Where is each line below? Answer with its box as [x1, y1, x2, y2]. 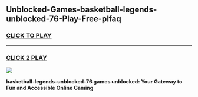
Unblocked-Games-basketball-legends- [6, 5, 157, 15]
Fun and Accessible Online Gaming [6, 84, 94, 91]
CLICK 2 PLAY [6, 53, 47, 62]
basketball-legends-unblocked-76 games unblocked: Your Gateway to [6, 78, 183, 85]
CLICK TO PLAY [6, 32, 52, 40]
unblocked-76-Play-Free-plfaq [6, 14, 122, 24]
